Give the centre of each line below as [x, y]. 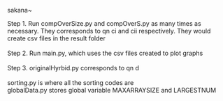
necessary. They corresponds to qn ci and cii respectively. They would [109, 31]
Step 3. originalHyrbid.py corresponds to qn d [73, 68]
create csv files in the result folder [57, 38]
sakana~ [20, 10]
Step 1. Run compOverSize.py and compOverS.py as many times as [104, 23]
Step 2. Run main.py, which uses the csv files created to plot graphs [105, 53]
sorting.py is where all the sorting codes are [71, 83]
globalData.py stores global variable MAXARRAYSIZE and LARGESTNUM [112, 90]
